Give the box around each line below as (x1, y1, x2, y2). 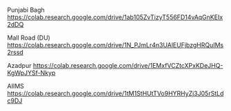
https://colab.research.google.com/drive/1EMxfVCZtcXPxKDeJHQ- (32, 62, 223, 69)
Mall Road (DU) (7, 34, 50, 42)
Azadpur (7, 62, 32, 69)
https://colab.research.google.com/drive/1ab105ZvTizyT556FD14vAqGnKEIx (7, 13, 223, 21)
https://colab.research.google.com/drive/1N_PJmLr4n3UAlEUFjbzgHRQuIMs (7, 41, 224, 49)
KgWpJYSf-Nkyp (7, 69, 56, 77)
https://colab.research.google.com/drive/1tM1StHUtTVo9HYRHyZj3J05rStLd (7, 89, 224, 97)
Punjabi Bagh (7, 6, 45, 14)
